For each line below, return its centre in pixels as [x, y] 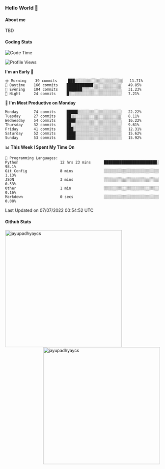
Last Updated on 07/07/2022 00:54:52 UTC [49, 210]
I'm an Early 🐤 [19, 72]
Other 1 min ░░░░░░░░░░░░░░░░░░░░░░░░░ [82, 188]
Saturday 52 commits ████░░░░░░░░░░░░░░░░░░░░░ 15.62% [73, 134]
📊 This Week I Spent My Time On [40, 147]
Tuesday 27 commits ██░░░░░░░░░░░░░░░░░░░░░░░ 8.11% [72, 116]
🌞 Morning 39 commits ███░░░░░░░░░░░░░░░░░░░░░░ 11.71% [74, 81]
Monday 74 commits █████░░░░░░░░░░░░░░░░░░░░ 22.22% [73, 112]
